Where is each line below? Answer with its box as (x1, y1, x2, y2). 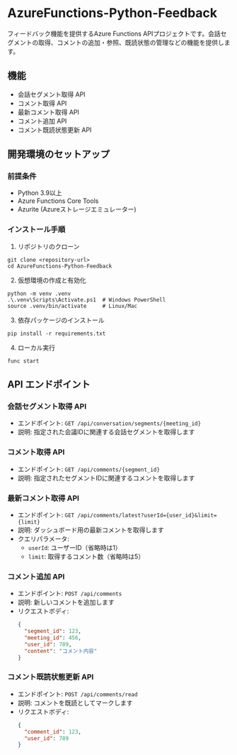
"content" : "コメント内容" (24, 647, 98, 654)
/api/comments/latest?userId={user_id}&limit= (77, 512, 217, 519)
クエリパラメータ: (17, 534, 69, 544)
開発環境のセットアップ (7, 148, 110, 160)
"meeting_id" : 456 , (24, 634, 82, 641)
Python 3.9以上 (17, 189, 62, 197)
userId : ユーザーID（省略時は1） (28, 544, 122, 552)
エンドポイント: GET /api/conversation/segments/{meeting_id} (17, 419, 202, 427)
